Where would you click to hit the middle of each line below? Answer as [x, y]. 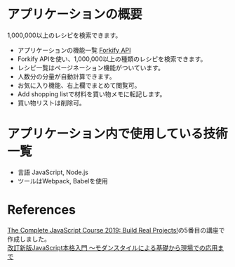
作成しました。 [29, 239]
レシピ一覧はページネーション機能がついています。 [91, 67]
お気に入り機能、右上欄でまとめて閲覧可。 [79, 85]
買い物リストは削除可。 [51, 103]
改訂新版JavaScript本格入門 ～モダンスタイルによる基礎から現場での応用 [113, 247]
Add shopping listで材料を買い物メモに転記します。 [92, 94]
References [41, 210]
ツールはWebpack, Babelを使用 [62, 181]
